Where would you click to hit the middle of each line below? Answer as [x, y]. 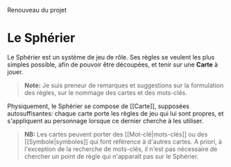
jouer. [15, 71]
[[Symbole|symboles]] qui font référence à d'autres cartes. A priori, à [123, 141]
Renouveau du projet [37, 10]
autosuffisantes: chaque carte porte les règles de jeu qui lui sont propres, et [115, 113]
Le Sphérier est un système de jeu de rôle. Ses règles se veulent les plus [111, 57]
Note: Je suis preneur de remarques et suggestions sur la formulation [124, 85]
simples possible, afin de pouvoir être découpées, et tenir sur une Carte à [113, 64]
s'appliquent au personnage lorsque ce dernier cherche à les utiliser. [105, 121]
